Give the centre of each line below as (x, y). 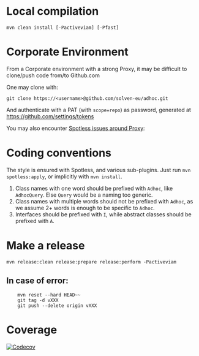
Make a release (46, 246)
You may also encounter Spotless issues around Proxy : (76, 128)
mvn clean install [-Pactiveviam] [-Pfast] (63, 28)
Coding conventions (59, 153)
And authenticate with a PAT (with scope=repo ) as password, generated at (99, 110)
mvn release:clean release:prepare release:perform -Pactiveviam (91, 262)
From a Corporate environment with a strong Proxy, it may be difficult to (97, 69)
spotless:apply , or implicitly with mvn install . (64, 176)
